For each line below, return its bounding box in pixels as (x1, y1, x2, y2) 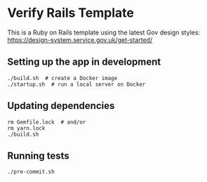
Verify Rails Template (7, 5, 135, 21)
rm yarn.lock (7, 124, 46, 131)
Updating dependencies (7, 100, 115, 112)
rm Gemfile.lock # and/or (7, 118, 86, 126)
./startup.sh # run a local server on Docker (7, 81, 146, 88)
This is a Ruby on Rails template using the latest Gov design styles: (7, 28, 201, 37)
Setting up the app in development (7, 56, 161, 68)
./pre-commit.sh (7, 169, 55, 176)
